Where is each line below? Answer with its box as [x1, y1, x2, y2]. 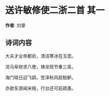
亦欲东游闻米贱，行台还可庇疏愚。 [5, 85, 76, 91]
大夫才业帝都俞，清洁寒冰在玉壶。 [5, 53, 76, 59]
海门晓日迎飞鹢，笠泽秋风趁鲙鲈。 [5, 74, 76, 80]
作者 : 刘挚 [5, 22, 26, 28]
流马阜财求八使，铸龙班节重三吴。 [5, 64, 76, 70]
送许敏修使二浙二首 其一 [5, 5, 105, 16]
